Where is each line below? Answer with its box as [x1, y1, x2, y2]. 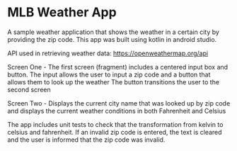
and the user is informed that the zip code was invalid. [7, 135, 166, 144]
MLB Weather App [7, 4, 117, 21]
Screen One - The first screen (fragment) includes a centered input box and [7, 62, 229, 71]
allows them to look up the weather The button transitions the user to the [7, 77, 220, 86]
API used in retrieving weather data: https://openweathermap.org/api [7, 49, 209, 57]
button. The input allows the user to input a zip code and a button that [7, 70, 211, 79]
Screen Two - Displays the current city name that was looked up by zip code [7, 99, 231, 107]
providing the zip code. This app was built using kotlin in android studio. [7, 35, 217, 43]
